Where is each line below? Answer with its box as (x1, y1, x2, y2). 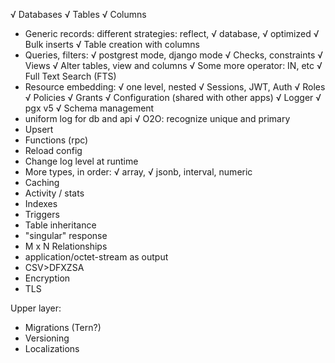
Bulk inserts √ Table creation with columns (24, 39, 200, 50)
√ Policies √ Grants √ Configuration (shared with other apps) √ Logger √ (24, 92, 322, 103)
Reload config (24, 145, 83, 156)
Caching (24, 177, 60, 188)
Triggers (24, 209, 60, 220)
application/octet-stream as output (24, 251, 169, 263)
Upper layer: (10, 302, 62, 314)
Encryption (24, 272, 71, 284)
